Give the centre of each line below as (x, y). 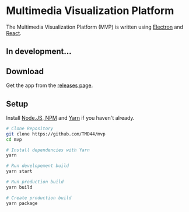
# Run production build (35, 182)
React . (14, 33)
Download (25, 71)
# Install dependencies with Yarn (48, 150)
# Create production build (39, 198)
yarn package (22, 203)
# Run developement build (37, 166)
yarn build (19, 187)
